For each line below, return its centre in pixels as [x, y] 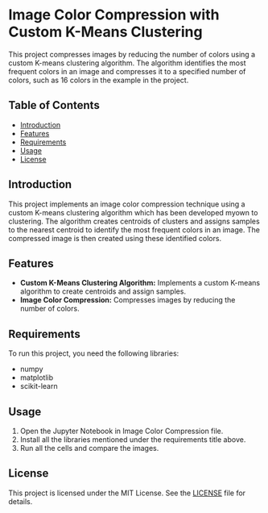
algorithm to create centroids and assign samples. [103, 291]
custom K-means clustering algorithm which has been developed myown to [133, 212]
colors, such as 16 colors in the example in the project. [99, 80]
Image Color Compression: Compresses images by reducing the [128, 300]
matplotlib [37, 377]
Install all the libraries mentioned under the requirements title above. [133, 440]
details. [21, 501]
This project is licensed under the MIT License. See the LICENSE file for [127, 493]
